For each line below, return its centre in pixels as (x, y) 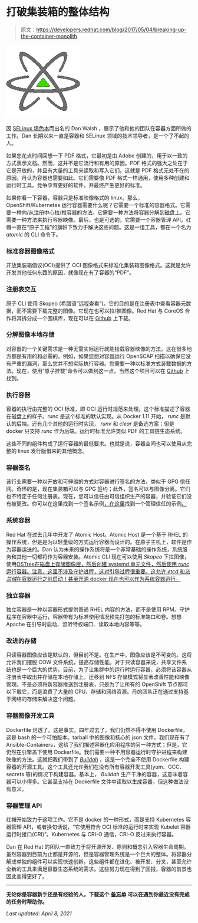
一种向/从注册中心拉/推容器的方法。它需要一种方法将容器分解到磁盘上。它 (101, 212)
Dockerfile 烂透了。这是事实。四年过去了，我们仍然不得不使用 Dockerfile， (97, 730)
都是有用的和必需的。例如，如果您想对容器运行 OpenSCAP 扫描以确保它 (98, 356)
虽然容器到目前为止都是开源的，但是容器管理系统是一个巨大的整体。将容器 (96, 854)
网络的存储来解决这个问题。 (44, 699)
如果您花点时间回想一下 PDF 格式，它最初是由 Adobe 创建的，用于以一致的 (97, 155)
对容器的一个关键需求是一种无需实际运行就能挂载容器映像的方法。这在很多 (96, 349)
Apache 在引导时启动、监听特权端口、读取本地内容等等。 (76, 624)
